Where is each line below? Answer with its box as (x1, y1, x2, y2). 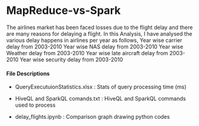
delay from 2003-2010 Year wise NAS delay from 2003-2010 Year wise (6, 43, 183, 50)
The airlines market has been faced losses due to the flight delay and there (6, 24, 193, 31)
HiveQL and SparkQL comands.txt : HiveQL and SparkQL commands (15, 95, 186, 102)
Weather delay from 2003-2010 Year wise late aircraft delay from (6, 49, 168, 56)
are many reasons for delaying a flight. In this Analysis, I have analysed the (6, 30, 192, 37)
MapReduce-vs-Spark (6, 4, 121, 18)
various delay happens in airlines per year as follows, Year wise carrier (6, 36, 183, 44)
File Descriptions (6, 70, 50, 77)
